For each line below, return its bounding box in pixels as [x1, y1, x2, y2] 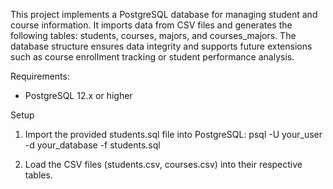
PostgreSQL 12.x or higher [24, 90, 133, 101]
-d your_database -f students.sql [24, 139, 161, 151]
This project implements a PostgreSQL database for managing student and [10, 9, 318, 20]
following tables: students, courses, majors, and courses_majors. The [10, 30, 297, 41]
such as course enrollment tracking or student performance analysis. [10, 51, 295, 63]
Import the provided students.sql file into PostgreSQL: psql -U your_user [24, 129, 323, 140]
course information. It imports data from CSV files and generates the [10, 19, 293, 31]
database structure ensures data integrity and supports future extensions [10, 40, 313, 52]
